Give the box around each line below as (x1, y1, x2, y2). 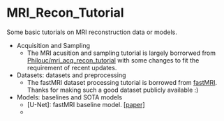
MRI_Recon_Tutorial (6, 5, 124, 21)
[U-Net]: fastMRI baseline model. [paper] (27, 100, 145, 108)
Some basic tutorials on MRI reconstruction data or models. (6, 28, 177, 36)
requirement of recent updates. (27, 63, 117, 72)
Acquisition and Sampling (16, 41, 91, 49)
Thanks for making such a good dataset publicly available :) (27, 86, 199, 94)
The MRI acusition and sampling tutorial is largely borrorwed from (27, 49, 216, 57)
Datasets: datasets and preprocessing (16, 71, 126, 79)
